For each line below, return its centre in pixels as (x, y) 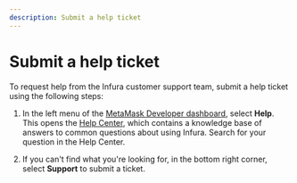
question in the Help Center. (74, 141)
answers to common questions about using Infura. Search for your (144, 132)
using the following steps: (57, 96)
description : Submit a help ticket (75, 17)
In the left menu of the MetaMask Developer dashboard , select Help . (148, 113)
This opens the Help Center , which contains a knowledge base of (142, 122)
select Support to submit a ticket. (83, 168)
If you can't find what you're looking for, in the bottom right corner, (144, 159)
